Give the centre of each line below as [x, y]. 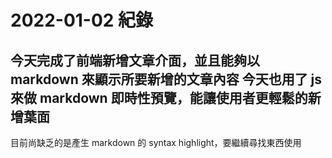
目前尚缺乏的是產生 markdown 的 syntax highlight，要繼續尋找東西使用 [156, 142]
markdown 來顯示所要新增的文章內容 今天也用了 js [166, 79]
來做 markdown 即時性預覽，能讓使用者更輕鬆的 [159, 97]
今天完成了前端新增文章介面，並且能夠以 [135, 60]
